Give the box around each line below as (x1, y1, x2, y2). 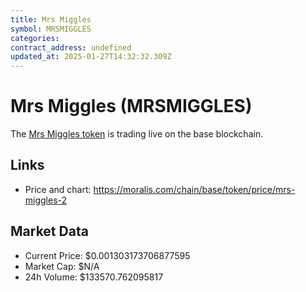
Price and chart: (24, 183, 92, 195)
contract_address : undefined (10, 42, 132, 53)
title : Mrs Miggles (10, 14, 92, 25)
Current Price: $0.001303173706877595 (24, 249, 191, 261)
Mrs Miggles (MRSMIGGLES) (10, 95, 253, 118)
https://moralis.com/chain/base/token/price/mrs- (93, 183, 296, 195)
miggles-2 (24, 194, 68, 206)
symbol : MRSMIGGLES (10, 24, 92, 34)
